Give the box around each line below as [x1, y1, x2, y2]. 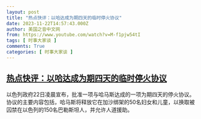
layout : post [6, 9, 40, 15]
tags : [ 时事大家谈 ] [6, 37, 57, 44]
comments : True [6, 44, 45, 50]
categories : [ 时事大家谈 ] [6, 49, 73, 55]
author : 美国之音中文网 [6, 26, 60, 33]
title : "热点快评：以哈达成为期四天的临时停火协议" [6, 15, 122, 21]
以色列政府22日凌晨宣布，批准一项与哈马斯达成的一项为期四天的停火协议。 [6, 90, 196, 98]
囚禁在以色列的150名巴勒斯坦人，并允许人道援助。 [6, 106, 133, 113]
